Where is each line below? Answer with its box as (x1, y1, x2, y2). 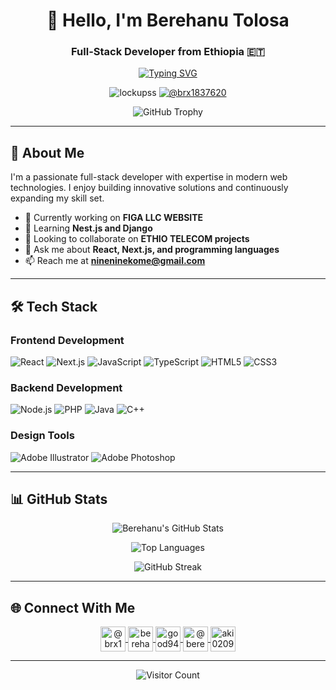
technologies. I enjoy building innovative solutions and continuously (10, 182, 289, 194)
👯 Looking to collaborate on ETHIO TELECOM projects (24, 233, 250, 245)
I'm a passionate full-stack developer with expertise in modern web (10, 171, 288, 183)
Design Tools (10, 429, 75, 443)
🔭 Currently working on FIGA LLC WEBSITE (24, 212, 204, 224)
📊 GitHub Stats (10, 490, 108, 508)
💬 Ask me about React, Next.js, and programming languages (24, 244, 280, 256)
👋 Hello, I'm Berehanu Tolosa (46, 9, 290, 32)
